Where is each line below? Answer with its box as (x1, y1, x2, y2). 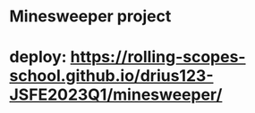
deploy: (9, 47, 67, 68)
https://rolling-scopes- (70, 47, 246, 68)
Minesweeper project (9, 6, 172, 27)
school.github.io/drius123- (9, 66, 214, 86)
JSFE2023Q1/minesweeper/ (9, 85, 223, 105)
